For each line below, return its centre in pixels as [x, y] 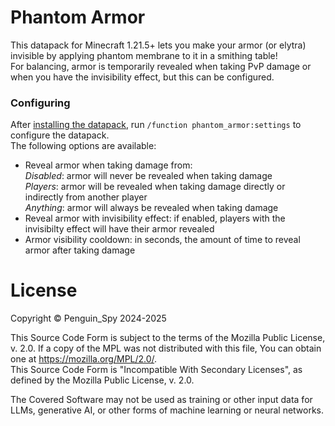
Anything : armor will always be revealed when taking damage [151, 208]
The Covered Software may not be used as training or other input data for [161, 400]
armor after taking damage [80, 250]
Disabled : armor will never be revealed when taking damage [148, 176]
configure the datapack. [60, 135]
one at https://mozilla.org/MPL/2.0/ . [84, 359]
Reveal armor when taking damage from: [108, 165]
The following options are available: [83, 146]
